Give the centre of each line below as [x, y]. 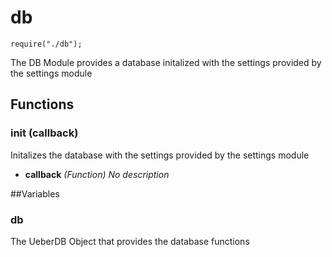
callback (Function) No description [97, 174]
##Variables [35, 193]
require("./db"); [46, 44]
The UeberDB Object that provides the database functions [130, 241]
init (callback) [44, 133]
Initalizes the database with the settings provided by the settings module [160, 155]
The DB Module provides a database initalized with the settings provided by [166, 62]
